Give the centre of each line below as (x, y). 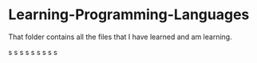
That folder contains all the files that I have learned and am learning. (121, 37)
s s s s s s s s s (33, 52)
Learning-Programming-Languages (129, 15)
